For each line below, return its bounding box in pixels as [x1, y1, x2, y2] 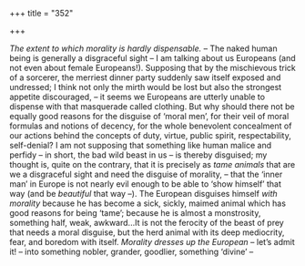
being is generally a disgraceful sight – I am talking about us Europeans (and [9, 53, 296, 63]
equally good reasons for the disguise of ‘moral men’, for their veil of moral [9, 111, 290, 121]
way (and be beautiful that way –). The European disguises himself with [9, 189, 278, 199]
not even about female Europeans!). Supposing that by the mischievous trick [9, 63, 296, 73]
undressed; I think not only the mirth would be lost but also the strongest [9, 82, 282, 92]
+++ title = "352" [9, 8, 74, 18]
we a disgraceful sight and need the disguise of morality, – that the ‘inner [9, 169, 283, 179]
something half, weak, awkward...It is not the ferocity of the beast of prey [9, 218, 284, 228]
